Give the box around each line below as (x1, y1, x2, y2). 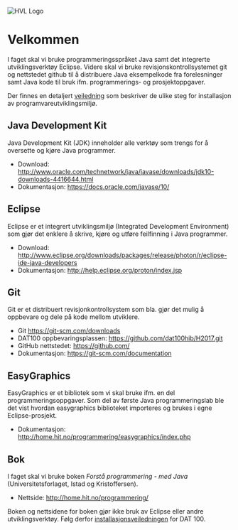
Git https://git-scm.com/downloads (17, 327, 121, 335)
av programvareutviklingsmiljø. (7, 99, 98, 107)
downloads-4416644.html (17, 175, 94, 183)
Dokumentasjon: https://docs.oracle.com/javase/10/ (17, 182, 170, 191)
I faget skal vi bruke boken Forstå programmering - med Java (7, 472, 188, 480)
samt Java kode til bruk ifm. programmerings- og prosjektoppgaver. (7, 77, 206, 86)
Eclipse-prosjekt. (7, 411, 58, 420)
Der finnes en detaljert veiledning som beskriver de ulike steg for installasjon (7, 91, 232, 99)
